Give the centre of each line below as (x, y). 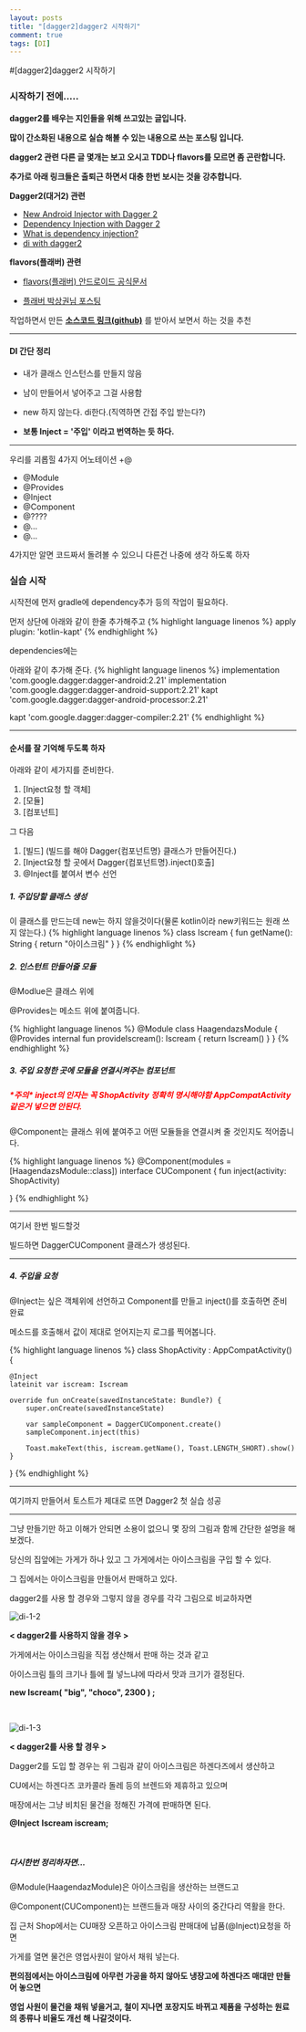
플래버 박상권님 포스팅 (62, 300)
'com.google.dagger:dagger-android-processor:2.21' (109, 700)
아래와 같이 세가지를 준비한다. (62, 770)
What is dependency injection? (81, 233)
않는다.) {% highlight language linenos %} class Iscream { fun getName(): (156, 933)
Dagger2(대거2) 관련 (47, 195)
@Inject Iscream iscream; (59, 1823)
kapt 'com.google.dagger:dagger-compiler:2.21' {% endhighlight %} (138, 717)
